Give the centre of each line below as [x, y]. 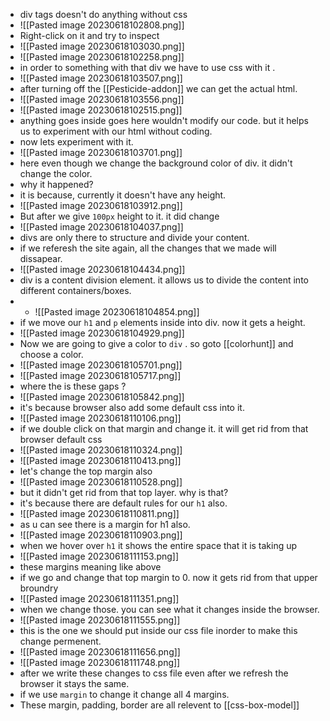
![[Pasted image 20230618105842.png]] [102, 397]
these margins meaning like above [90, 567]
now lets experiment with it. [76, 142]
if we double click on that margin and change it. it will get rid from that [164, 428]
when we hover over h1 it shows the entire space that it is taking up [158, 545]
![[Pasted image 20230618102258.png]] [102, 57]
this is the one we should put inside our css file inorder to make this [158, 630]
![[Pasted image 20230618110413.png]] [100, 460]
